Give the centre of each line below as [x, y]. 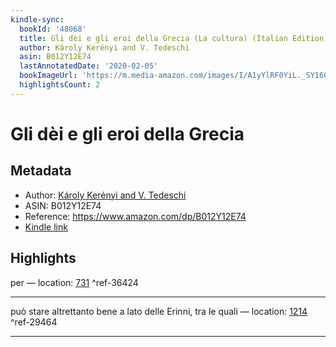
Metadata [41, 171]
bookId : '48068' [53, 29]
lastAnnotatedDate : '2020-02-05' [89, 66]
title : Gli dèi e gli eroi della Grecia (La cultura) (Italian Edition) [174, 38]
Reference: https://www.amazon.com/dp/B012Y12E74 [135, 216]
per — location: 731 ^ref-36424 [74, 282]
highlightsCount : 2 [60, 85]
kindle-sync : [37, 19]
